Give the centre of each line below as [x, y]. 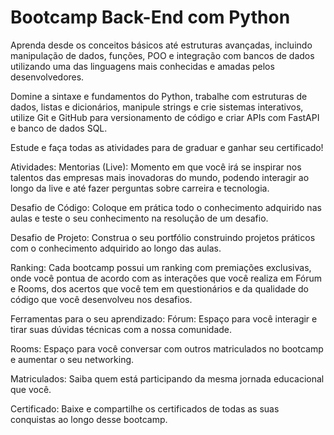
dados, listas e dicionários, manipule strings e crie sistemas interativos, [157, 107]
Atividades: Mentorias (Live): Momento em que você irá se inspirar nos [156, 167]
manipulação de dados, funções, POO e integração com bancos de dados [162, 55]
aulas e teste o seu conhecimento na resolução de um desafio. [139, 218]
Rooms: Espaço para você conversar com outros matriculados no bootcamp [167, 348]
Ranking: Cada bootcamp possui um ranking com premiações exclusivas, [161, 267]
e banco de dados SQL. [59, 128]
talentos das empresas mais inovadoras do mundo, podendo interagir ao [160, 177]
